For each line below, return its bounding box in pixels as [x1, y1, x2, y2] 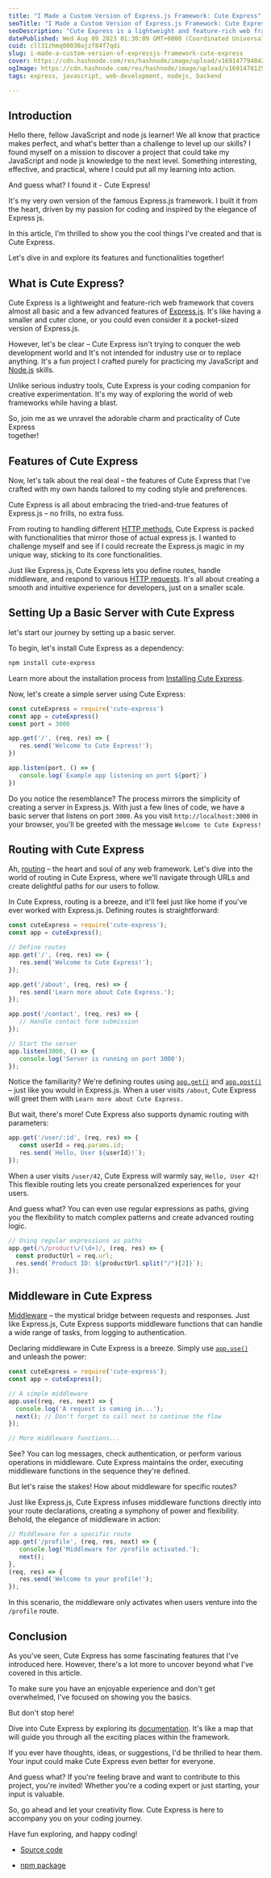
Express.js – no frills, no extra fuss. [8, 508, 125, 518]
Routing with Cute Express [8, 843, 145, 857]
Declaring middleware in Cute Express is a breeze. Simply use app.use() [8, 1343, 248, 1354]
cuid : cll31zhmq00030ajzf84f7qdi [8, 42, 121, 50]
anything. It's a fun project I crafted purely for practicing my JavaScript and [8, 356, 259, 366]
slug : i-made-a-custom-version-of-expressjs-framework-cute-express [8, 49, 244, 57]
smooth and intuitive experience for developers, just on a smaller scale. [8, 583, 246, 592]
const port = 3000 [8, 720, 70, 728]
